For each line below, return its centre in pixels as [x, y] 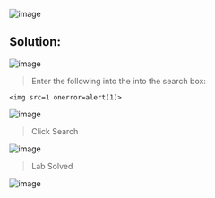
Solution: [35, 42]
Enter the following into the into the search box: [118, 81]
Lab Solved [52, 166]
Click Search [55, 131]
